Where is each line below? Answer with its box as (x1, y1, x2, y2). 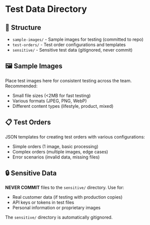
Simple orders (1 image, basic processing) (12, 143, 98, 150)
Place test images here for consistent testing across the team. (5, 77, 132, 83)
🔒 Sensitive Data (5, 169, 57, 177)
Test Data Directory (5, 3, 87, 15)
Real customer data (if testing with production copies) (12, 194, 123, 200)
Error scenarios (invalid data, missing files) (12, 154, 100, 160)
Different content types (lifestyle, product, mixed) (12, 103, 114, 109)
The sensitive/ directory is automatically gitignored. (5, 215, 113, 221)
